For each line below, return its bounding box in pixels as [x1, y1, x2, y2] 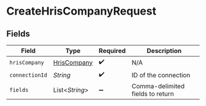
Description [147, 47, 182, 55]
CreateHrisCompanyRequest [6, 4, 156, 18]
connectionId [9, 71, 48, 79]
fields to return [131, 90, 175, 98]
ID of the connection [131, 71, 191, 79]
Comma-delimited [131, 82, 185, 90]
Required [99, 47, 126, 55]
